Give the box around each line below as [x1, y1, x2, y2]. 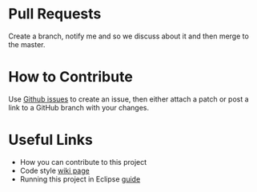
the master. [8, 39, 46, 49]
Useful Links [8, 131, 94, 149]
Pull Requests [8, 5, 102, 23]
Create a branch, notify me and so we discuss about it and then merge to [8, 31, 250, 41]
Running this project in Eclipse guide [19, 174, 141, 184]
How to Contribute [8, 68, 134, 86]
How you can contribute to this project [19, 157, 147, 166]
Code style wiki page [19, 166, 90, 175]
